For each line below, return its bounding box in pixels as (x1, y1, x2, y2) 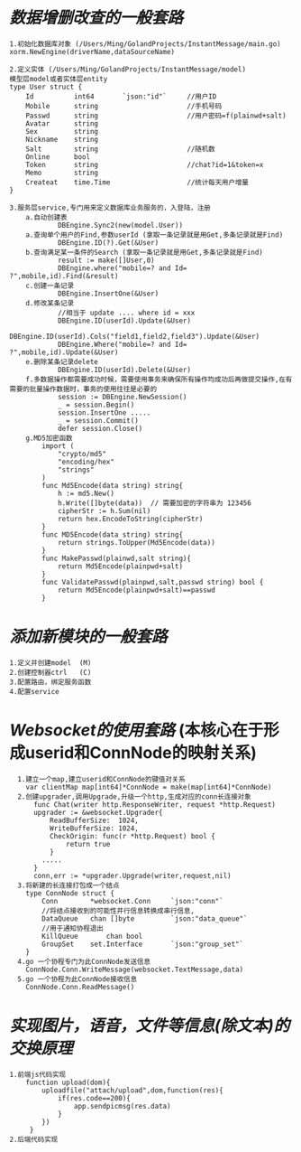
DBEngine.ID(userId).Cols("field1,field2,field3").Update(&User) (9, 332, 260, 341)
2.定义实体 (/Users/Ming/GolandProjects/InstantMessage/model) (9, 64, 246, 74)
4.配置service (9, 687, 60, 696)
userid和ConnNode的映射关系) (25, 743, 257, 763)
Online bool (25, 152, 91, 162)
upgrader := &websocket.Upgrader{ (32, 808, 164, 817)
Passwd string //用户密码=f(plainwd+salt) (25, 111, 287, 120)
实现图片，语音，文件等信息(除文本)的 (9, 1016, 290, 1035)
